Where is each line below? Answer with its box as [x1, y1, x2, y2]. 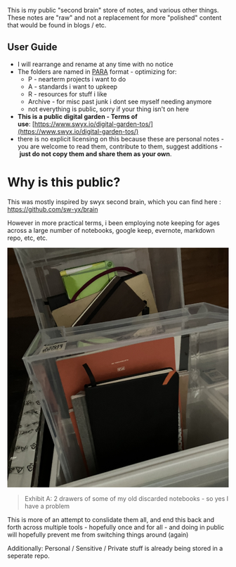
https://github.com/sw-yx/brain [7, 205, 98, 213]
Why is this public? [7, 174, 121, 190]
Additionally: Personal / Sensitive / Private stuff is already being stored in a [7, 544, 223, 553]
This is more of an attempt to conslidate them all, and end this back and [7, 516, 215, 524]
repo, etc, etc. [7, 234, 48, 242]
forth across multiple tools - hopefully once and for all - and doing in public [7, 523, 225, 532]
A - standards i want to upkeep [27, 82, 118, 91]
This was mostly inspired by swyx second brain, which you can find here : [7, 197, 221, 206]
